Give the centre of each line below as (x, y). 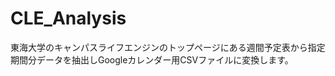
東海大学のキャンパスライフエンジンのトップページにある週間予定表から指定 (168, 47)
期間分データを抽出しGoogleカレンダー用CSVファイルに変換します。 (152, 59)
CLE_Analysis (68, 18)
